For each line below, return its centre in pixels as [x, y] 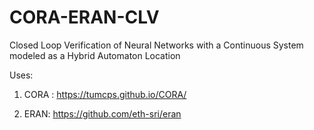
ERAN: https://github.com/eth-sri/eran [102, 113]
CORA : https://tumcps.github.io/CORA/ [105, 94]
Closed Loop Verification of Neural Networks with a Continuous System [156, 45]
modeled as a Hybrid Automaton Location [95, 55]
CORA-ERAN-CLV [84, 17]
